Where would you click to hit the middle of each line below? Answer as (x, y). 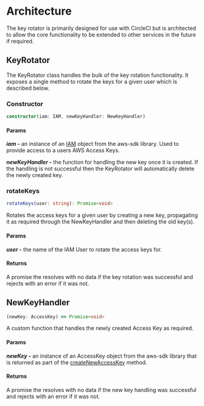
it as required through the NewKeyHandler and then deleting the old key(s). (100, 222)
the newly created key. (35, 175)
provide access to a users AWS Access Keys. (63, 150)
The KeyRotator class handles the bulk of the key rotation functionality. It (97, 75)
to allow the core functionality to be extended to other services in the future (101, 34)
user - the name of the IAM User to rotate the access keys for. (84, 249)
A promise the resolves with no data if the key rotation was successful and (100, 277)
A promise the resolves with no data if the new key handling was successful (101, 390)
